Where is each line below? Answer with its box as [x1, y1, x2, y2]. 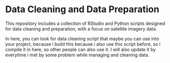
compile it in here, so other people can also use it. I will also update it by [5, 46, 156, 52]
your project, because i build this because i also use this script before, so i [5, 41, 161, 47]
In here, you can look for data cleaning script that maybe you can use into [5, 36, 159, 42]
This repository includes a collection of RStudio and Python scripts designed [5, 20, 165, 26]
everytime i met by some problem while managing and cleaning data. [5, 52, 150, 58]
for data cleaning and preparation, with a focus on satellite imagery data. [5, 25, 157, 31]
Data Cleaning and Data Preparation [5, 4, 160, 15]
